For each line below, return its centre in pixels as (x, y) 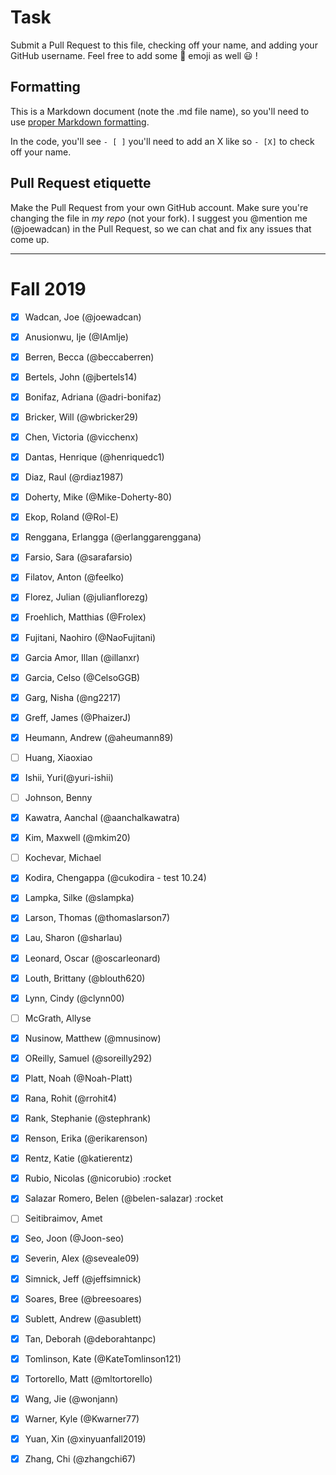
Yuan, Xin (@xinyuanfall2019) (85, 1439)
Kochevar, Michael (63, 858)
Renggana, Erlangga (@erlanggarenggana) (113, 537)
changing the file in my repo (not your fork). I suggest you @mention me (159, 218)
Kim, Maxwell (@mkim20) (77, 838)
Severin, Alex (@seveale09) (82, 1258)
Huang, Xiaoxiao (58, 757)
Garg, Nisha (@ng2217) (73, 697)
